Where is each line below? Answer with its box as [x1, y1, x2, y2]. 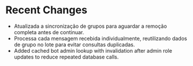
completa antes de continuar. [13, 28, 85, 35]
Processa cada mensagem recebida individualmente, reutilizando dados [13, 35, 187, 42]
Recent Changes [5, 3, 88, 17]
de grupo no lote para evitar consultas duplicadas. [13, 41, 135, 48]
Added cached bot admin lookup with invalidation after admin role [13, 47, 173, 54]
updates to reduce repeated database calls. [13, 53, 119, 60]
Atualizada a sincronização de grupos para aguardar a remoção [13, 23, 167, 30]
